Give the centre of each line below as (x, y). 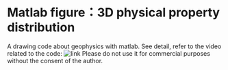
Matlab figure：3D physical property (114, 13)
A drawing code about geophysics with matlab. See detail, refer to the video (114, 46)
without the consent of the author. (55, 60)
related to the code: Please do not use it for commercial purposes (109, 53)
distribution (41, 28)
